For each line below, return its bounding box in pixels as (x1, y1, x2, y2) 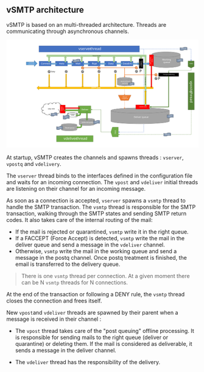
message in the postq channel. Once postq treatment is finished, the (15, 254, 187, 261)
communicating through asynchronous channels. (6, 27, 130, 35)
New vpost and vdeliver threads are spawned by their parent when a (6, 309, 178, 316)
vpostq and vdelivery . (6, 160, 62, 167)
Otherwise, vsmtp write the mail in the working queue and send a (15, 247, 177, 255)
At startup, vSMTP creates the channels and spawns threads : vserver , (6, 154, 184, 161)
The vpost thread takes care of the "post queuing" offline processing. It (15, 327, 194, 334)
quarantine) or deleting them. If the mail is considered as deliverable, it (15, 340, 193, 347)
